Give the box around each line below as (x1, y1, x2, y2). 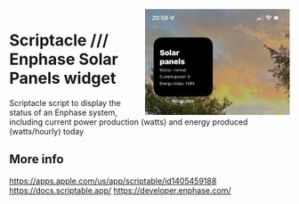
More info (9, 151, 64, 167)
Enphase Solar (9, 49, 118, 69)
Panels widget (9, 69, 117, 88)
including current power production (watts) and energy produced (9, 116, 248, 127)
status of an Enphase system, (9, 107, 118, 118)
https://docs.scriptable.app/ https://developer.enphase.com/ (9, 184, 231, 195)
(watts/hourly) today (9, 126, 85, 136)
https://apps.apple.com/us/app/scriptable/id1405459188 (9, 175, 217, 186)
